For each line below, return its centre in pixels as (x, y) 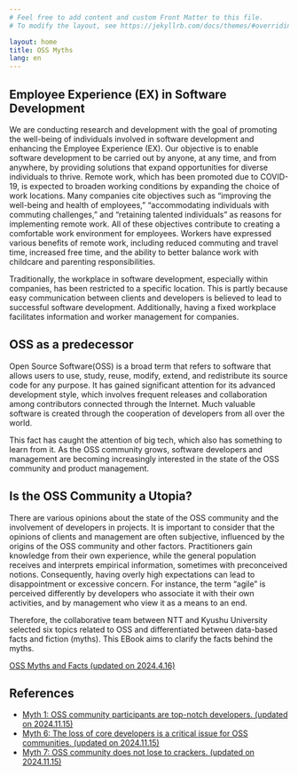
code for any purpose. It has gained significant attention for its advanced (142, 385)
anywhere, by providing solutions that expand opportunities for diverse (139, 167)
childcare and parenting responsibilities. (82, 261)
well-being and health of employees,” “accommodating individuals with (139, 204)
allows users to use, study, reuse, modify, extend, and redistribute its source (149, 375)
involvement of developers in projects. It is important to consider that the (142, 527)
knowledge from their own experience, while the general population (133, 555)
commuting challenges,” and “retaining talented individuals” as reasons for (145, 214)
